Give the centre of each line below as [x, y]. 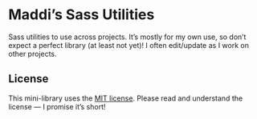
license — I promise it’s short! [57, 106]
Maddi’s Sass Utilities [82, 15]
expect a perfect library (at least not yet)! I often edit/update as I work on [128, 45]
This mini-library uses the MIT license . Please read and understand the [126, 98]
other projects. [33, 54]
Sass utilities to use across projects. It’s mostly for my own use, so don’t [127, 37]
